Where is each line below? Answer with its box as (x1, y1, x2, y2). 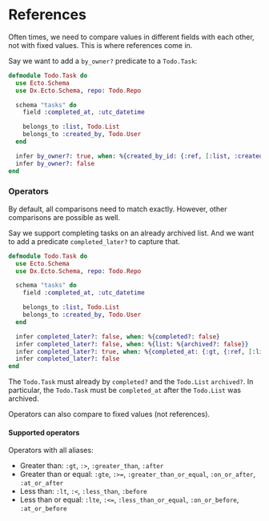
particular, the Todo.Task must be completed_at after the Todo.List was (8, 386, 242, 395)
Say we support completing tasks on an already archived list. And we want (8, 228, 255, 238)
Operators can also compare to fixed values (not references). (8, 410, 211, 419)
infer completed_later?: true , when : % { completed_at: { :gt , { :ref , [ (15, 347, 252, 355)
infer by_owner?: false (15, 159, 94, 167)
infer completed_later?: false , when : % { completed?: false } (15, 332, 220, 341)
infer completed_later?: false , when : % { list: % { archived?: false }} (15, 340, 249, 348)
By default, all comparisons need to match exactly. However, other (8, 204, 227, 214)
